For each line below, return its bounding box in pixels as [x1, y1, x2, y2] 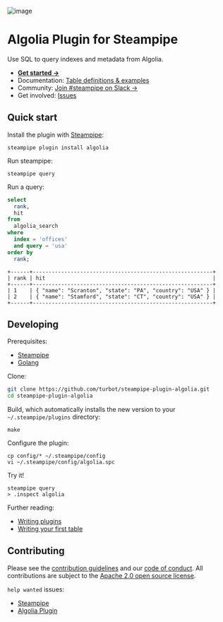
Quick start [7, 112, 58, 124]
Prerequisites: [7, 337, 48, 346]
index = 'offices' [13, 236, 68, 243]
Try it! [7, 471, 25, 480]
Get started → [17, 68, 60, 77]
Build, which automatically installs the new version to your [7, 405, 176, 414]
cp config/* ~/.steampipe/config [7, 453, 106, 460]
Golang [17, 358, 39, 367]
